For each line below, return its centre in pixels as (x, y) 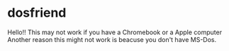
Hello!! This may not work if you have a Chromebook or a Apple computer (114, 32)
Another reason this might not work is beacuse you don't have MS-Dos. (112, 39)
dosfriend (37, 13)
